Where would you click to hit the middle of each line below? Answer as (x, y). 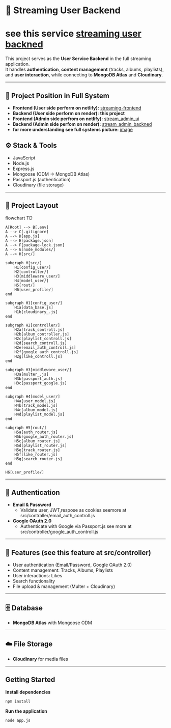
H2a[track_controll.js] (40, 330)
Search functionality (34, 581)
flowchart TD (19, 218)
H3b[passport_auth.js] (38, 379)
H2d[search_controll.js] (41, 343)
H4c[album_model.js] (36, 410)
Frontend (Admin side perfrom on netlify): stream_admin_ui (76, 119)
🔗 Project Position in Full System (57, 95)
